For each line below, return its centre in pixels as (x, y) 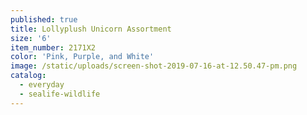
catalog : (28, 76)
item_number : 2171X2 (53, 47)
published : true (44, 19)
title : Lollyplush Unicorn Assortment (91, 29)
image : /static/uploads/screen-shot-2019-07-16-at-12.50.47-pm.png (154, 66)
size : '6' (31, 38)
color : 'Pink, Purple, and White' (82, 57)
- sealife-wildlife (60, 94)
